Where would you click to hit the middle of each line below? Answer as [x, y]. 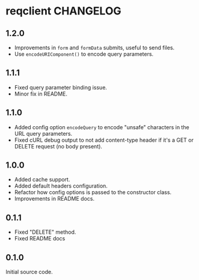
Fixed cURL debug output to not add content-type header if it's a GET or [104, 140]
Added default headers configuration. [61, 186]
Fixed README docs [40, 239]
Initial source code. [29, 272]
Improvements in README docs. [54, 199]
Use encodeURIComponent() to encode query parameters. [84, 54]
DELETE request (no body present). [58, 146]
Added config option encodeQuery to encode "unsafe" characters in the [102, 127]
